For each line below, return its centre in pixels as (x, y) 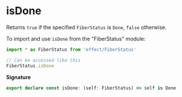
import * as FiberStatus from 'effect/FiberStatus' (71, 49)
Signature (19, 77)
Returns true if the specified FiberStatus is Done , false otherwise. (87, 27)
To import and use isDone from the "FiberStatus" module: (76, 38)
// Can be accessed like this (44, 60)
